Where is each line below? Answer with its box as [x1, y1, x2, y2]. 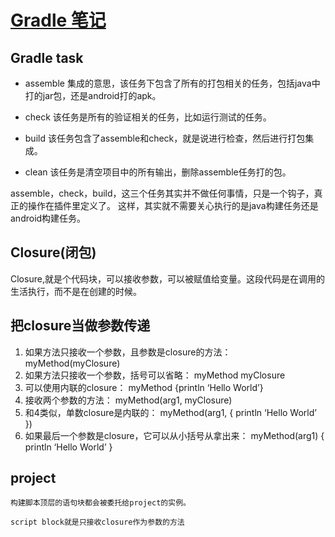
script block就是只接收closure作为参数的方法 [10, 517, 185, 528]
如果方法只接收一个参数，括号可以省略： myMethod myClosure [24, 369, 286, 381]
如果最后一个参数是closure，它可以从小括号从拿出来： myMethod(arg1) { [24, 429, 325, 441]
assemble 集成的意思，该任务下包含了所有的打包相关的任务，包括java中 [24, 77, 321, 89]
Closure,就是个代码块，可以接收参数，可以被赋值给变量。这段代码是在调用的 [10, 272, 325, 285]
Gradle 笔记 [10, 9, 107, 32]
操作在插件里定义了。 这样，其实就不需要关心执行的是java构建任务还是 [27, 200, 319, 211]
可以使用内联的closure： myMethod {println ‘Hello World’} [24, 381, 264, 393]
